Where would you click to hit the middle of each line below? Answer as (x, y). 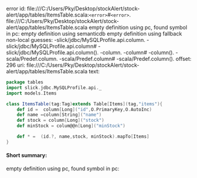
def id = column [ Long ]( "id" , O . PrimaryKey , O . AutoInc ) (84, 109)
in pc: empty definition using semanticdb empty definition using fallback (94, 34)
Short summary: (27, 156)
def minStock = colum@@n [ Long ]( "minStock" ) (71, 126)
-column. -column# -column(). (137, 52)
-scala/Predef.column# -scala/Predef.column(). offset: (125, 59)
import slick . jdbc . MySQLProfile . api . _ (54, 88)
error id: (16, 9)
